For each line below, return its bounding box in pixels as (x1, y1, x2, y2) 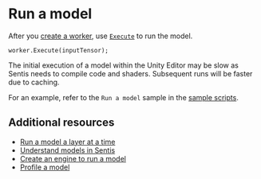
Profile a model (19, 162, 70, 172)
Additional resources (8, 116, 115, 130)
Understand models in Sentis (19, 145, 116, 155)
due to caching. (8, 77, 60, 87)
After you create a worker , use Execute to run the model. (8, 31, 193, 41)
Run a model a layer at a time (19, 137, 116, 146)
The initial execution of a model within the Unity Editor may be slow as (8, 60, 239, 70)
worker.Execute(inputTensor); (8, 46, 109, 54)
